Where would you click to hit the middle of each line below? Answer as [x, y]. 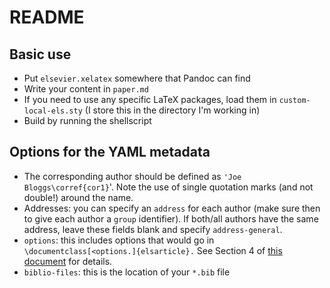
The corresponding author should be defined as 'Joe [132, 176]
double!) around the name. [78, 197]
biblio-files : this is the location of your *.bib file [127, 272]
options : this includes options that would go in [119, 240]
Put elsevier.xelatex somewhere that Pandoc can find [137, 78]
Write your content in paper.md [86, 89]
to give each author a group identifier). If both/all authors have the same [171, 218]
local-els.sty [53, 111]
